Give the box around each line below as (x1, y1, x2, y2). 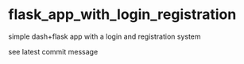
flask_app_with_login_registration (8, 6, 237, 24)
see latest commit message (8, 47, 99, 56)
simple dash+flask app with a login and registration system (8, 32, 201, 41)
